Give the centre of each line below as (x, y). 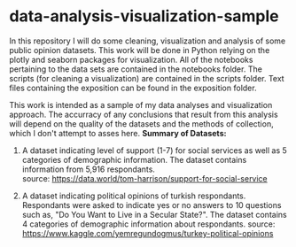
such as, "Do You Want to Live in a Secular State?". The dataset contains (154, 214)
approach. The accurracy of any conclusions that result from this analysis (144, 114)
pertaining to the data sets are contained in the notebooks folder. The (136, 69)
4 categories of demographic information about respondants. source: (148, 224)
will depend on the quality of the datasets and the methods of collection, (141, 123)
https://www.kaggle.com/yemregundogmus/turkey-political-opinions (148, 233)
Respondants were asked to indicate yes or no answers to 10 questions (152, 205)
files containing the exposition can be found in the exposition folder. (133, 88)
